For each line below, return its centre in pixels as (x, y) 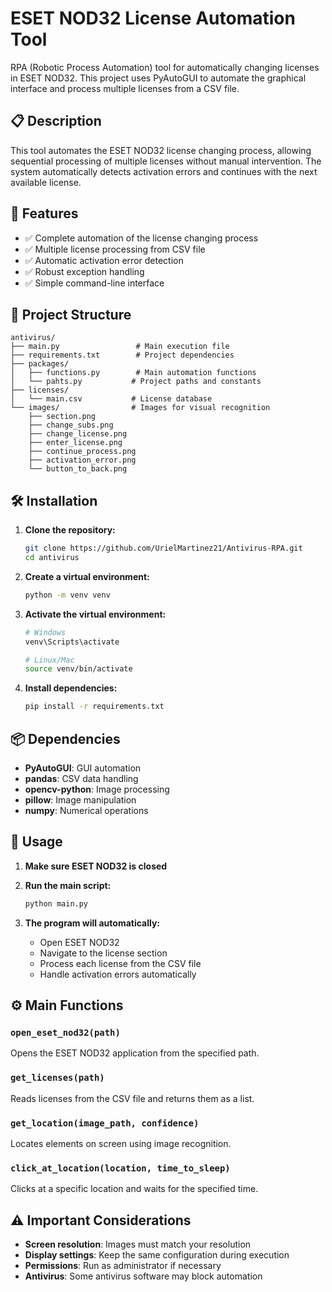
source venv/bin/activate (78, 669)
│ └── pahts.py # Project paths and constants (136, 382)
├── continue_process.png (82, 452)
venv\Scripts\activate (72, 642)
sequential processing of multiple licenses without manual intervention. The (166, 161)
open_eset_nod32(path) (65, 1032)
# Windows (45, 632)
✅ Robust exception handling (84, 271)
